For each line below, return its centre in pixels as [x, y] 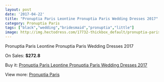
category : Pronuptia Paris [32, 23]
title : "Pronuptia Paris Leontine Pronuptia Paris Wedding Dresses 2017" [82, 19]
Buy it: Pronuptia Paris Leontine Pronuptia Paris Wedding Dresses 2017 [76, 65]
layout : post [18, 10]
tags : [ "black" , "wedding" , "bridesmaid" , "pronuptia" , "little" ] [70, 28]
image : [12, 32]
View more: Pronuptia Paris [32, 74]
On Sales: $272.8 [23, 56]
